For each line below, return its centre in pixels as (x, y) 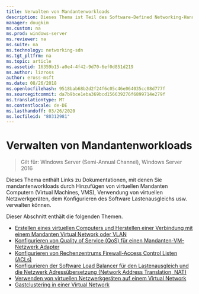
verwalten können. (29, 205)
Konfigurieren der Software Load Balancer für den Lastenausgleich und (102, 266)
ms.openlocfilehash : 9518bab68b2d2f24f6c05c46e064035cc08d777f (86, 89)
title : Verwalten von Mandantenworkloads (58, 12)
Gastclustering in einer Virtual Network (62, 285)
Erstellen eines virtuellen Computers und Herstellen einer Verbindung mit (104, 228)
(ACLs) (23, 260)
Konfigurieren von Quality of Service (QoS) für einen (79, 241)
